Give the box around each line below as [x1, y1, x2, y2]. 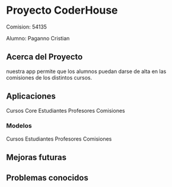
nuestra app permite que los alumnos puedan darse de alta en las [6, 68, 167, 75]
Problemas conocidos [6, 173, 89, 183]
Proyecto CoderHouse [6, 4, 118, 17]
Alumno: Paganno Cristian [6, 34, 70, 42]
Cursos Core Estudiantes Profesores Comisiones [6, 107, 126, 114]
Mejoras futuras [6, 153, 67, 163]
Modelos [6, 122, 32, 130]
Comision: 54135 [6, 23, 47, 30]
